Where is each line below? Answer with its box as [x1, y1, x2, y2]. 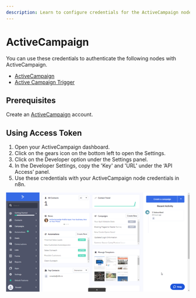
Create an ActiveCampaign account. [6, 111, 93, 118]
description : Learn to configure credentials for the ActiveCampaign [6, 9, 179, 15]
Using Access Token [6, 128, 82, 138]
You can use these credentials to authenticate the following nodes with [6, 54, 177, 61]
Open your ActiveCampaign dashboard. [14, 143, 110, 150]
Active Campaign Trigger [14, 78, 75, 85]
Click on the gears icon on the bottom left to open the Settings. [14, 150, 166, 157]
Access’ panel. [14, 169, 51, 176]
